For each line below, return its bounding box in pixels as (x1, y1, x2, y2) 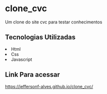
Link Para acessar (5, 71, 60, 79)
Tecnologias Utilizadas (5, 33, 76, 41)
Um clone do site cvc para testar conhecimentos (5, 19, 103, 25)
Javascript (11, 56, 33, 62)
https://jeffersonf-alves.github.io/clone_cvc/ (5, 83, 93, 89)
